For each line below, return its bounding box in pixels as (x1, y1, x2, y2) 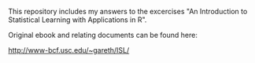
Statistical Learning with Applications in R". (8, 15, 147, 24)
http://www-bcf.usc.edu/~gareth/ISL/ (8, 46, 130, 54)
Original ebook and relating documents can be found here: (8, 31, 198, 39)
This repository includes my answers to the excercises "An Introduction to (8, 7, 248, 16)
